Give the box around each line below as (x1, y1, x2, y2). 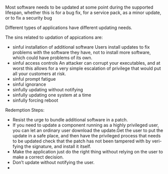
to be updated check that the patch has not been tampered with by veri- (12, 138, 162, 144)
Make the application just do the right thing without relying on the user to (12, 149, 163, 154)
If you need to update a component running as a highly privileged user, (12, 122, 159, 128)
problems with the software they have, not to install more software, (12, 50, 151, 55)
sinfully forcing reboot (12, 97, 59, 103)
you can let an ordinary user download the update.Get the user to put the (12, 127, 163, 133)
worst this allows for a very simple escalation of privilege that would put (12, 65, 161, 71)
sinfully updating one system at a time (12, 92, 91, 98)
